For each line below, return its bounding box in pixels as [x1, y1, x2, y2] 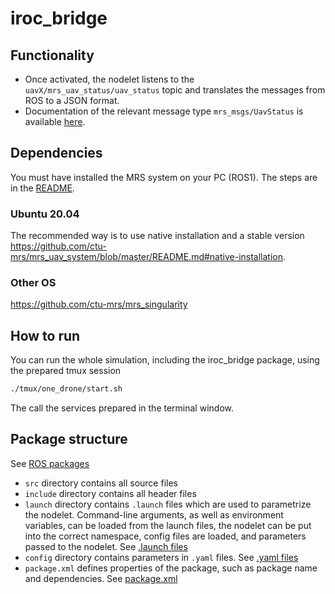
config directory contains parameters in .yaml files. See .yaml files [24, 551, 299, 563]
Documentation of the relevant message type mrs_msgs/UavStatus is [24, 105, 304, 117]
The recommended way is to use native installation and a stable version [10, 230, 305, 242]
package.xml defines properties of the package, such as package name [24, 562, 318, 574]
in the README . [10, 182, 75, 194]
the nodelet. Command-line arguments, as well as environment [24, 508, 284, 521]
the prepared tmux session [10, 365, 122, 377]
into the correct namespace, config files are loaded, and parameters [24, 530, 307, 542]
